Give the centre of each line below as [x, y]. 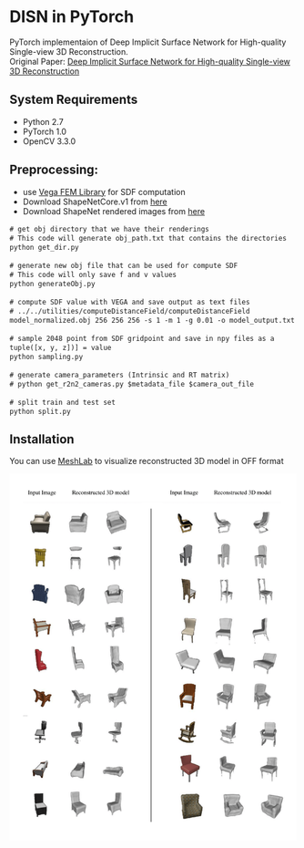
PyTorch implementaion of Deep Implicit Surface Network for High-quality [148, 42]
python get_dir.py [44, 247]
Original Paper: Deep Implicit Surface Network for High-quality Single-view [150, 61]
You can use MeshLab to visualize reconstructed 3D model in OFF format [147, 461]
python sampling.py [46, 357]
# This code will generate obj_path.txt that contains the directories [148, 238]
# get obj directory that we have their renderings [109, 229]
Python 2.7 [43, 121]
